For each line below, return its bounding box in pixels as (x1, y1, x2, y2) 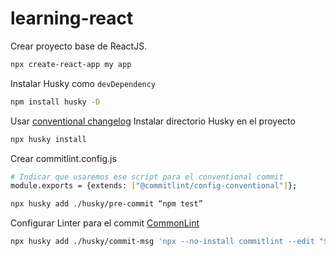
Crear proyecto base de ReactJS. (10, 40, 148, 52)
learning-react (10, 7, 134, 30)
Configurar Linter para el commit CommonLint (10, 217, 200, 229)
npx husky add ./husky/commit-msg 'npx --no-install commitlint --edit (10, 237, 315, 247)
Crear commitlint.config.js (10, 152, 117, 164)
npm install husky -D (10, 97, 101, 107)
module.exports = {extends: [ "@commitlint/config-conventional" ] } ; (10, 181, 298, 191)
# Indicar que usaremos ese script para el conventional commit (10, 172, 284, 182)
